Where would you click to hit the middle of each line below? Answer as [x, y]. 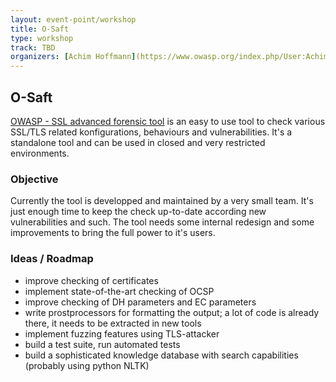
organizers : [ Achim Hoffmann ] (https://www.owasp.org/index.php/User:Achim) [171, 57]
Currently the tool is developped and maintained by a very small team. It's [162, 201]
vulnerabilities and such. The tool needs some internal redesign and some [162, 222]
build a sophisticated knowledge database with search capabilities [161, 355]
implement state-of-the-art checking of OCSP [119, 291]
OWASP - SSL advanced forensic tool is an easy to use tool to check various [168, 121]
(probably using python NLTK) [87, 365]
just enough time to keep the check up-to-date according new [138, 212]
